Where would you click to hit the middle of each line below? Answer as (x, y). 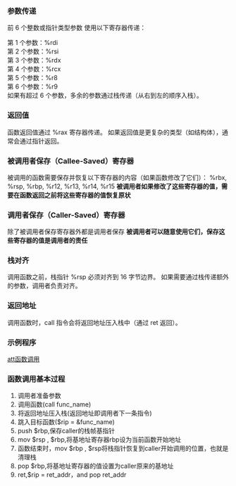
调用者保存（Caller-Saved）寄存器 (66, 215)
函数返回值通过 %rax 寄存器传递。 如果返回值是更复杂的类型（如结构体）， (115, 132)
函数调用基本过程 (36, 379)
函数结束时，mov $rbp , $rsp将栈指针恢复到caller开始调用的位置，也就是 (123, 449)
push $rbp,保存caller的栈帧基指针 (66, 431)
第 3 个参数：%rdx (34, 60)
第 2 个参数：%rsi (33, 51)
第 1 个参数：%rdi (33, 43)
